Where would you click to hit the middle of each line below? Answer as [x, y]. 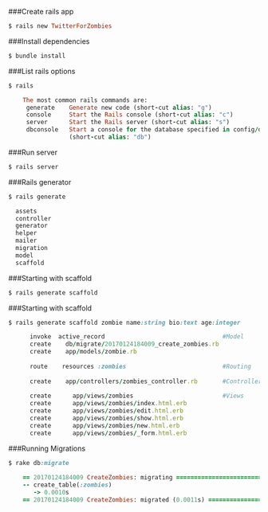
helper [26, 233]
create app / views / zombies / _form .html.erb [108, 433]
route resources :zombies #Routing [140, 366]
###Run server [33, 152]
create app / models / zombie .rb [83, 352]
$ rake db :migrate [39, 463]
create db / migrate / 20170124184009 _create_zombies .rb [124, 344]
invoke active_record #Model [137, 337]
